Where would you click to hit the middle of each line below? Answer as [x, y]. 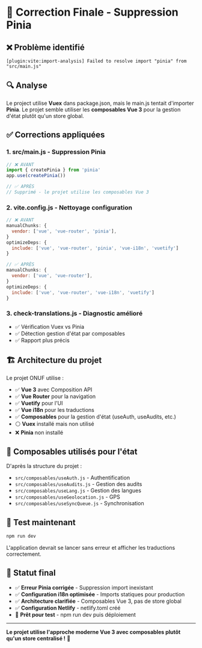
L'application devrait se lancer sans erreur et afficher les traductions [91, 548]
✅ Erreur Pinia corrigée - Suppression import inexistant [84, 587]
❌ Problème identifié [46, 47]
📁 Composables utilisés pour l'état [72, 451]
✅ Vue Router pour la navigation [55, 396]
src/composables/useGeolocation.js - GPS [67, 497]
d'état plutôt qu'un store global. [45, 116]
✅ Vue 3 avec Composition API [54, 389]
